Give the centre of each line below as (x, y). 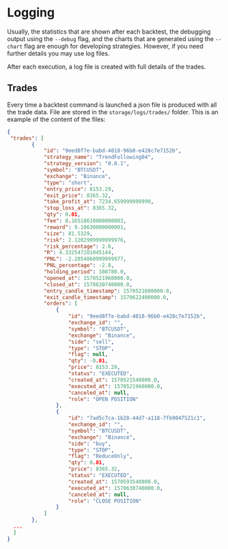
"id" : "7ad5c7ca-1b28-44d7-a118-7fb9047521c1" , (137, 418)
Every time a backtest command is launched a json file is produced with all (112, 105)
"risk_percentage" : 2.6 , (79, 246)
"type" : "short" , (68, 183)
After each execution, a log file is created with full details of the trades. (106, 66)
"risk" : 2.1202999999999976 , (85, 240)
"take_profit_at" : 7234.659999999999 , (99, 202)
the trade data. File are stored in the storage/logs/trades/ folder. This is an (113, 112)
